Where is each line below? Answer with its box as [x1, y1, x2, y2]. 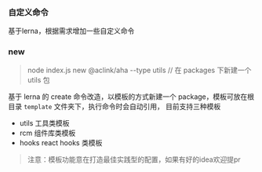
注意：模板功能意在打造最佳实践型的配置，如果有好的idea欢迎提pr [27, 155, 241, 164]
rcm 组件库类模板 [19, 128, 76, 137]
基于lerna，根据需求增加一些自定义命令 [8, 26, 135, 36]
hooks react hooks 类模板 [19, 137, 103, 147]
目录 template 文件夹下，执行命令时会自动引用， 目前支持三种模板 [8, 101, 221, 111]
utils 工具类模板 [19, 118, 70, 127]
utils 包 [27, 75, 50, 84]
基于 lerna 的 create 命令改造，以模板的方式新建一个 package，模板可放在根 [8, 92, 255, 101]
